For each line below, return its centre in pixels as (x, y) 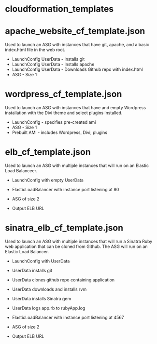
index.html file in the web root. (35, 50)
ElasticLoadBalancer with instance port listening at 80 (65, 189)
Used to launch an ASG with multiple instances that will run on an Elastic (77, 165)
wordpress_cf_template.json (64, 94)
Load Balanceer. (21, 171)
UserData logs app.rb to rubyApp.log (49, 308)
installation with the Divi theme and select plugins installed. (64, 113)
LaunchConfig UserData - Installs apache (53, 65)
